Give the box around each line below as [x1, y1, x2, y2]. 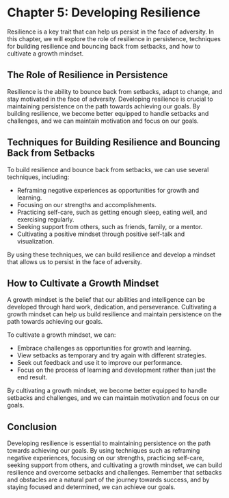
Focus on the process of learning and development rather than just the [16, 366, 217, 375]
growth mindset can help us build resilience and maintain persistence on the [7, 310, 222, 318]
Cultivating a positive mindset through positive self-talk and [16, 230, 185, 238]
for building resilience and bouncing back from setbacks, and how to [7, 42, 201, 50]
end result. [16, 373, 48, 381]
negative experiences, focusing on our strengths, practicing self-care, [7, 454, 204, 462]
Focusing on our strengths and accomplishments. [16, 200, 157, 209]
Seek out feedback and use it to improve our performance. [16, 359, 183, 367]
